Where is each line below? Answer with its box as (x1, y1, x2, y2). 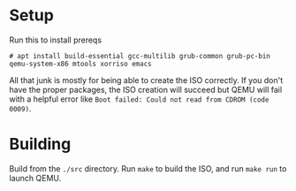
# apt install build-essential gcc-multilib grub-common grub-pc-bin (9, 51, 271, 60)
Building (9, 134, 72, 155)
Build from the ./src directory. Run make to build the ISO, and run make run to (9, 163, 287, 173)
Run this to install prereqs (9, 34, 102, 45)
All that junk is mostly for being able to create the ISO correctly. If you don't (9, 74, 284, 85)
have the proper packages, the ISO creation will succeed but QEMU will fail (9, 84, 283, 95)
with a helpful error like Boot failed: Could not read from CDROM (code (9, 94, 269, 104)
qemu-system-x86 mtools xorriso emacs (9, 59, 152, 68)
